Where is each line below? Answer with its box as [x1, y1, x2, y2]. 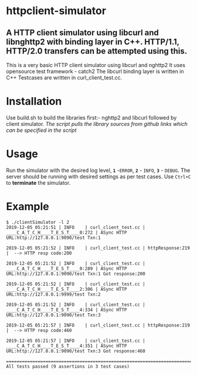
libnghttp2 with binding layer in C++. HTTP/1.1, [6, 36, 180, 47]
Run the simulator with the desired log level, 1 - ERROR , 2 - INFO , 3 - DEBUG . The [6, 167, 191, 174]
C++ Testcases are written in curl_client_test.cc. [6, 74, 123, 81]
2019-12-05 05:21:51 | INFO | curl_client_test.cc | [6, 224, 145, 230]
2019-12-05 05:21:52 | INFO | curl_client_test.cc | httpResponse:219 [6, 245, 191, 251]
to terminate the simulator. [6, 179, 71, 186]
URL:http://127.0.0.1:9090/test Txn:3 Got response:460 [6, 348, 145, 354]
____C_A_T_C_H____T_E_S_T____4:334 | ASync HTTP [6, 307, 127, 313]
